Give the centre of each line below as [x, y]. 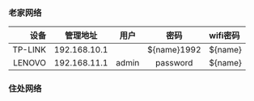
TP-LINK [30, 50]
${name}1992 [174, 50]
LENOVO [30, 63]
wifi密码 [224, 36]
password [174, 63]
